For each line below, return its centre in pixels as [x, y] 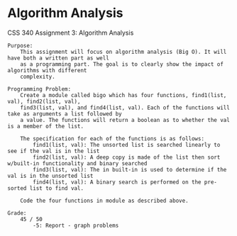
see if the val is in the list [54, 151]
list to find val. [56, 188]
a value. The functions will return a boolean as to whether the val [125, 120]
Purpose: [20, 45]
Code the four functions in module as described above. [105, 201]
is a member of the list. [45, 126]
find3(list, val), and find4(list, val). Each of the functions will [125, 108]
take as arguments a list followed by [65, 114]
